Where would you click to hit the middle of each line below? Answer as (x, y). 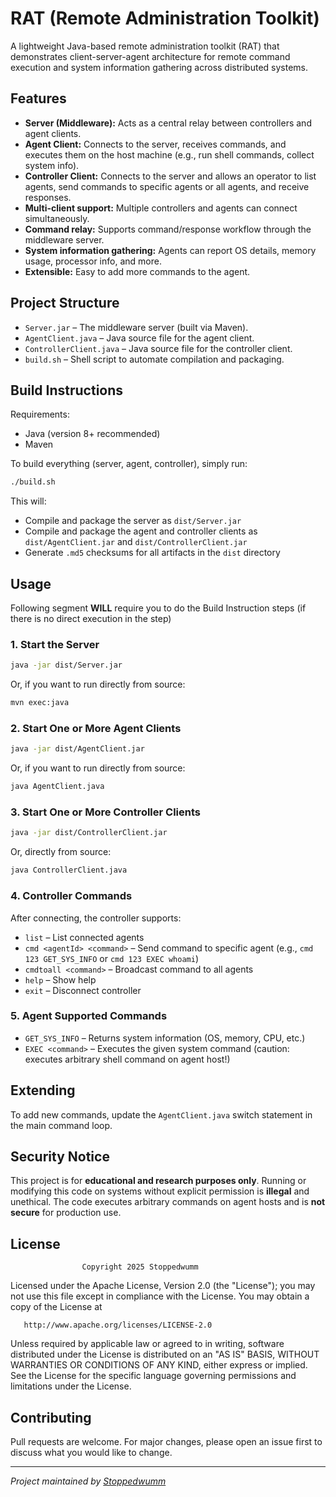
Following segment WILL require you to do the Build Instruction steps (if (158, 608)
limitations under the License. (71, 1386)
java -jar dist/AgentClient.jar (77, 749)
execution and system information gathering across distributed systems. (159, 67)
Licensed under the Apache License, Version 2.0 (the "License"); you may (163, 1286)
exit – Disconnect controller (83, 990)
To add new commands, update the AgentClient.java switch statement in (161, 1114)
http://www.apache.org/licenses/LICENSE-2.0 (118, 1325)
